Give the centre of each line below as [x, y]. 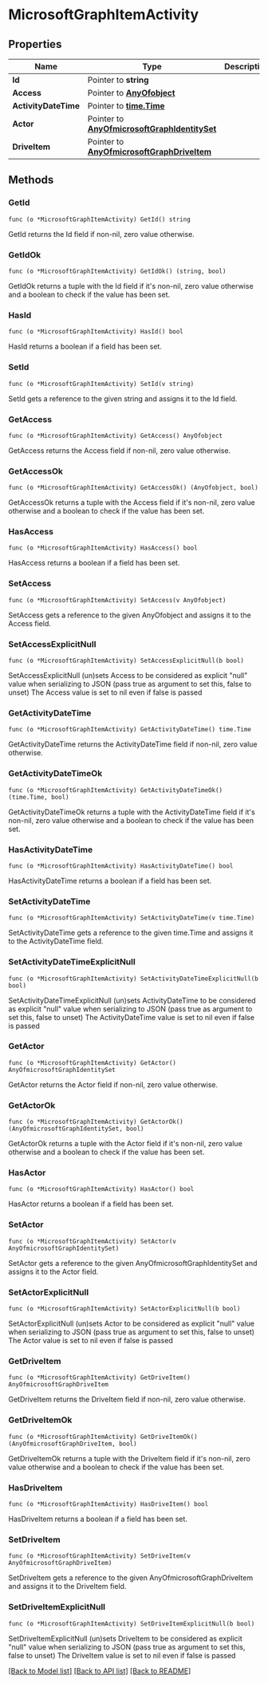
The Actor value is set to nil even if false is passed [91, 1341]
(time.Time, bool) [39, 797]
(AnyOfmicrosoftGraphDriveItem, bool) [73, 1444]
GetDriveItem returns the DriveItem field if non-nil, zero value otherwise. [127, 1399]
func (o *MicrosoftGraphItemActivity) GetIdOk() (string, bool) [117, 271]
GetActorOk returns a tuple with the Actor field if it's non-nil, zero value [126, 1144]
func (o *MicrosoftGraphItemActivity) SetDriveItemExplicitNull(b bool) [132, 1624]
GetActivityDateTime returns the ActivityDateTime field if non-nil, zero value [133, 744]
